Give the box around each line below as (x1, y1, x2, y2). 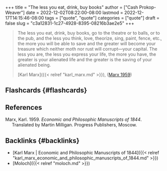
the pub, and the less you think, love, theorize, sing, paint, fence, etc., (17, 35, 162, 41)
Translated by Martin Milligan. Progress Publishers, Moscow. (12, 122, 137, 128)
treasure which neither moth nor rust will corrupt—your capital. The (17, 46, 157, 52)
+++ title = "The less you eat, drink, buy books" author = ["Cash (5, 5, 138, 10)
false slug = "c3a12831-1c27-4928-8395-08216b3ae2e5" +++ (5, 20, 135, 26)
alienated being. (17, 62, 51, 68)
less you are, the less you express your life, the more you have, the (17, 51, 156, 57)
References (5, 103, 42, 112)
